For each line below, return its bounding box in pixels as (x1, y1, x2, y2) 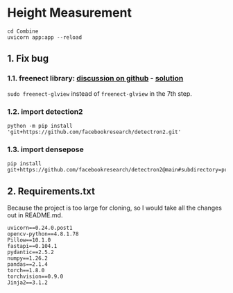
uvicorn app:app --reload (7, 33, 82, 41)
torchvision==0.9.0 (7, 273, 64, 281)
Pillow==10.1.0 (7, 237, 51, 244)
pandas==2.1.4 (7, 261, 49, 268)
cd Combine (7, 28, 39, 35)
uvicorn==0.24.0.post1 (7, 224, 73, 232)
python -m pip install (7, 122, 73, 129)
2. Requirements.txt (7, 185, 96, 197)
